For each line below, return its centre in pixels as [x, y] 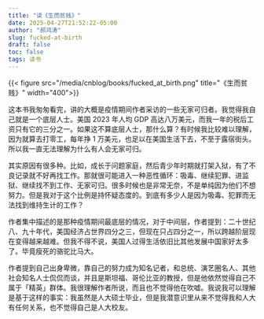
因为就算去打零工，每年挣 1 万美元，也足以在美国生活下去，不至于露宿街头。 [132, 139]
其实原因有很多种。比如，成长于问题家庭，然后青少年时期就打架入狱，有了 [128, 165]
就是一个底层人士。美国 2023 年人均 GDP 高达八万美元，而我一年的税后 [131, 119]
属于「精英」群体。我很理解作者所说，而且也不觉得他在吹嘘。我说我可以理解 [132, 287]
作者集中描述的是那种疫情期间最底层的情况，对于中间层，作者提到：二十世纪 [132, 221]
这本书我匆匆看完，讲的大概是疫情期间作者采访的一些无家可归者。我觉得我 [128, 109]
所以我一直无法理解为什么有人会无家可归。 [77, 148]
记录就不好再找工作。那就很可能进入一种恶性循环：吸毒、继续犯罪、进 [128, 175]
